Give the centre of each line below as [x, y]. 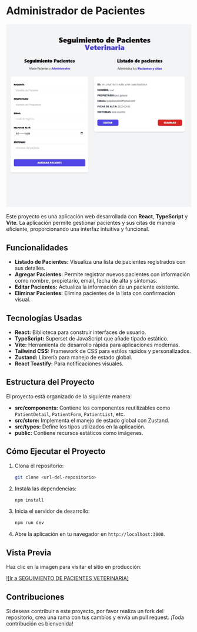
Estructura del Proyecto [51, 382]
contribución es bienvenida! [40, 623]
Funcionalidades [37, 248]
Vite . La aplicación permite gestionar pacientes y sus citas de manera [91, 223]
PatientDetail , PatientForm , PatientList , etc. [70, 414]
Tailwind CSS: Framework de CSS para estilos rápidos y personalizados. [103, 351]
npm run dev [29, 523]
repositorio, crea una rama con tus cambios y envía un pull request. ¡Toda [95, 617]
